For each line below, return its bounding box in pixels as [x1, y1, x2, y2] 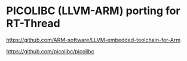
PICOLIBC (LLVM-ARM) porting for [6, 4, 180, 18]
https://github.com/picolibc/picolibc [6, 47, 94, 54]
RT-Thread [6, 17, 61, 30]
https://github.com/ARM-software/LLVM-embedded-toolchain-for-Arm [6, 36, 181, 43]
